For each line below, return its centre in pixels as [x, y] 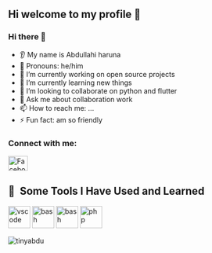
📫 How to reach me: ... [57, 108]
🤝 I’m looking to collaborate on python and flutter [98, 90]
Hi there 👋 [27, 37]
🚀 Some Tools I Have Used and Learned [106, 191]
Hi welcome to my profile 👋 [75, 15]
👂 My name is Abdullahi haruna [70, 54]
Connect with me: [43, 143]
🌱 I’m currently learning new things [75, 82]
